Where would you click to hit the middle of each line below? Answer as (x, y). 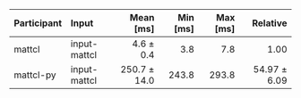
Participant (38, 23)
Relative (270, 23)
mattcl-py (35, 75)
